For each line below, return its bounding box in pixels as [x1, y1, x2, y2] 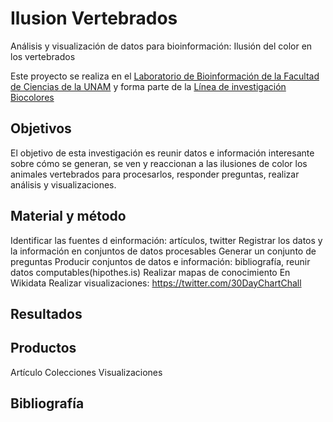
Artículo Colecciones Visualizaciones [10, 366, 163, 378]
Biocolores [10, 91, 55, 103]
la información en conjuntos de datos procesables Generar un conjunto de [10, 245, 317, 257]
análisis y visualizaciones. [10, 178, 117, 191]
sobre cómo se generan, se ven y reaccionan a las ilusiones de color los [10, 157, 308, 169]
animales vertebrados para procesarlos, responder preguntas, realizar [10, 168, 300, 180]
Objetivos [10, 120, 72, 137]
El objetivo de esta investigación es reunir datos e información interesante [10, 147, 315, 159]
